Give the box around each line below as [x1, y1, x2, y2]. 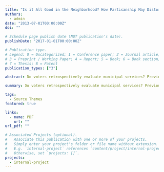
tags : [5, 92, 16, 97]
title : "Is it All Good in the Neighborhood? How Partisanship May [5, 7, 145, 12]
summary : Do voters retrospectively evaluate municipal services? [5, 84, 143, 88]
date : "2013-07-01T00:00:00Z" [5, 21, 67, 26]
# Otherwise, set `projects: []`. [5, 150, 80, 155]
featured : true [5, 101, 36, 106]
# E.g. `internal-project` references [5, 146, 89, 151]
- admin [9, 16, 25, 21]
